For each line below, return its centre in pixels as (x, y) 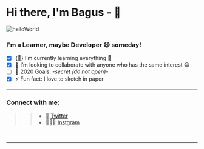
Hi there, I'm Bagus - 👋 (64, 12)
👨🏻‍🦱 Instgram (63, 122)
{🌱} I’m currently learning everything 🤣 (63, 58)
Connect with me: (33, 102)
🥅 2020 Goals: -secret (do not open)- (62, 71)
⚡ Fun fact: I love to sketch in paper (59, 79)
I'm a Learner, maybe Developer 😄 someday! (74, 45)
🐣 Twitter (56, 116)
